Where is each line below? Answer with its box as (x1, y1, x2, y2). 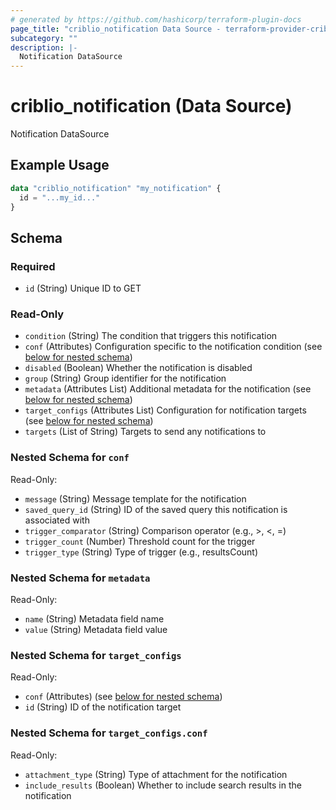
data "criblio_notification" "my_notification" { (10, 183, 222, 193)
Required (10, 259, 56, 273)
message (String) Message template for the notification (24, 492, 247, 505)
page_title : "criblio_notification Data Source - (10, 24, 222, 34)
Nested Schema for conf (10, 451, 130, 465)
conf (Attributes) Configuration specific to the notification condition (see (24, 341, 323, 353)
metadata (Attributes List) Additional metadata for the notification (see (24, 383, 312, 395)
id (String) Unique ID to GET (24, 282, 142, 295)
